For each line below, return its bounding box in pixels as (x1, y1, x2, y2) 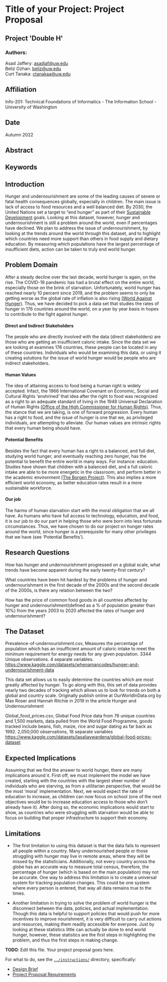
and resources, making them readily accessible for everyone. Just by (12, 921, 155, 927)
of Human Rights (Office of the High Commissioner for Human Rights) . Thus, (5, 404, 163, 410)
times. (12, 890, 25, 896)
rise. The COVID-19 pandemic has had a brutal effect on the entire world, (5, 279, 155, 285)
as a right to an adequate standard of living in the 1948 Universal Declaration (5, 398, 163, 405)
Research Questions (5, 548, 70, 557)
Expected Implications (5, 754, 76, 762)
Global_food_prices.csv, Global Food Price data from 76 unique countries (5, 713, 156, 719)
